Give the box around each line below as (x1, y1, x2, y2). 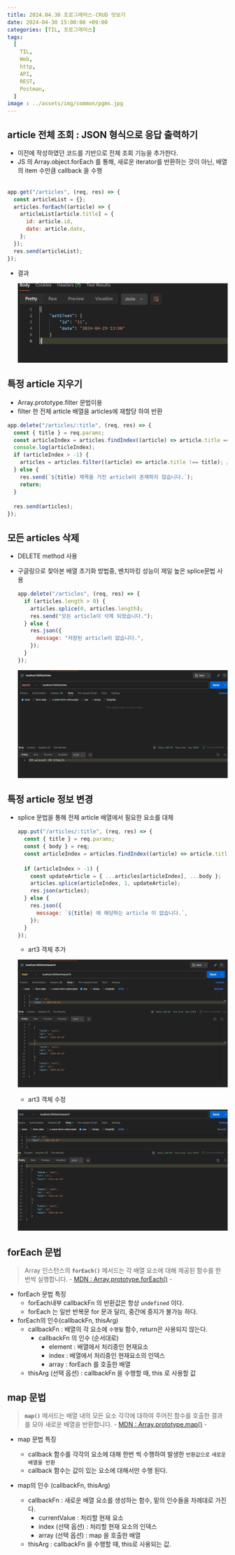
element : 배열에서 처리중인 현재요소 (48, 1342, 149, 1351)
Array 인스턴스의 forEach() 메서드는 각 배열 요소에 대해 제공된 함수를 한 (24, 1267, 222, 1275)
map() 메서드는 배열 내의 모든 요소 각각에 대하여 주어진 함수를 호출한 (24, 1411, 210, 1420)
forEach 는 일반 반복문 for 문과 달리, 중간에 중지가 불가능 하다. (27, 1307, 198, 1316)
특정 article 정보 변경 (7, 793, 93, 805)
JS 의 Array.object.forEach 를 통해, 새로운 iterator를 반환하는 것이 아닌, (17, 157, 215, 166)
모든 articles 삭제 (7, 532, 80, 544)
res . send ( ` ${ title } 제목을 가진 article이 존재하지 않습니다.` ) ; (20, 474, 194, 481)
